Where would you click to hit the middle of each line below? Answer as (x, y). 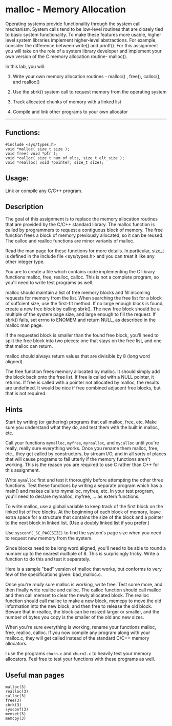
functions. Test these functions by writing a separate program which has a (84, 486)
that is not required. (26, 394)
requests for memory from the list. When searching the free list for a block (84, 298)
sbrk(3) (14, 705)
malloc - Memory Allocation (66, 10)
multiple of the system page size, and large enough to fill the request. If (81, 314)
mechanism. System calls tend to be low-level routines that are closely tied (84, 29)
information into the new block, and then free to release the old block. (79, 606)
